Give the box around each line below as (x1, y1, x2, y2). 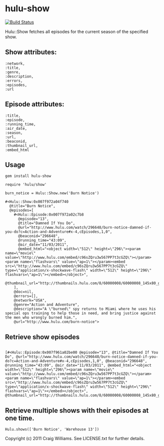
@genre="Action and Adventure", (14, 302, 80, 307)
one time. (5, 414, 35, 422)
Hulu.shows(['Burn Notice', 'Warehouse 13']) (5, 427, 99, 432)
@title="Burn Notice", (9, 204, 56, 209)
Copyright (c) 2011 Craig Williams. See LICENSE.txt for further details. (5, 436, 145, 441)
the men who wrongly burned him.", (5, 315, 78, 320)
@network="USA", (14, 298, 47, 303)
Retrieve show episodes (5, 333, 80, 341)
